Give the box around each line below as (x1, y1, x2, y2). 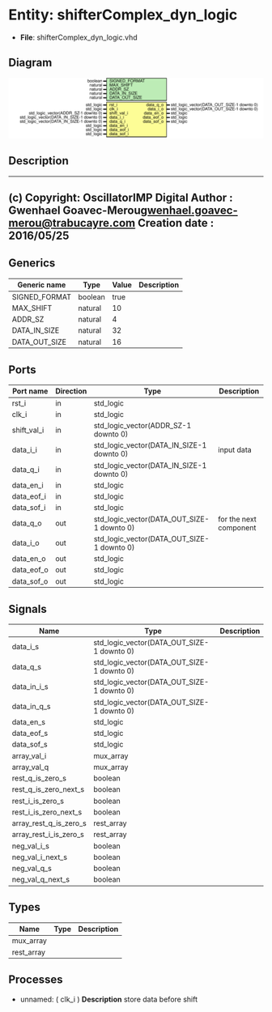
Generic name (17, 280, 66, 290)
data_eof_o (11, 565, 49, 575)
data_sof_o (11, 576, 49, 586)
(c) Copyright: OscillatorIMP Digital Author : (8, 191, 233, 205)
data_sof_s (11, 739, 48, 750)
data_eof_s (11, 729, 49, 738)
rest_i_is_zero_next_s (11, 807, 83, 817)
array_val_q (11, 762, 49, 772)
